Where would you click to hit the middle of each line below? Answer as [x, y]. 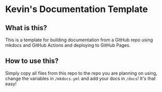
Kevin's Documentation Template [76, 9]
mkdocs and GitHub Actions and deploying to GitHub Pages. [68, 45]
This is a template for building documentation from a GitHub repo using [79, 40]
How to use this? [32, 61]
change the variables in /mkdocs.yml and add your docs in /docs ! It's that [80, 78]
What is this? [26, 28]
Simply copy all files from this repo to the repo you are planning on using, [81, 73]
